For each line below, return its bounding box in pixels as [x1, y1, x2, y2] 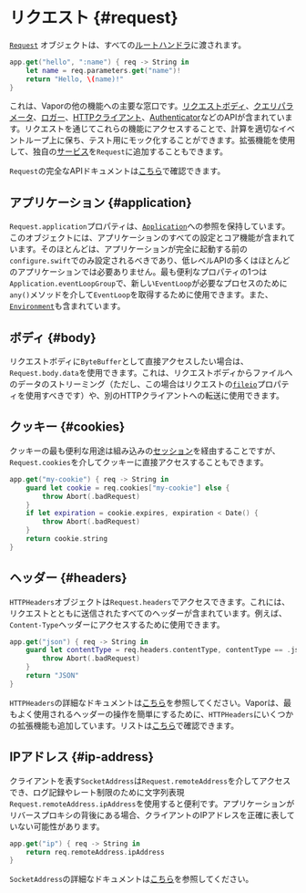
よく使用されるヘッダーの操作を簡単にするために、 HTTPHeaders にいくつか [16, 708, 294, 720]
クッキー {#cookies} [9, 420, 126, 435]
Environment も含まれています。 [9, 301, 126, 312]
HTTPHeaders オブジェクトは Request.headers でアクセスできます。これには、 [9, 596, 291, 607]
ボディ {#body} [9, 329, 97, 346]
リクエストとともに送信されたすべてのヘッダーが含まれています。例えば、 [9, 607, 287, 618]
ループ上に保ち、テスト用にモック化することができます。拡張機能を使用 [25, 135, 296, 146]
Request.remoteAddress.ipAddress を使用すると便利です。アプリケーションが [9, 798, 295, 809]
